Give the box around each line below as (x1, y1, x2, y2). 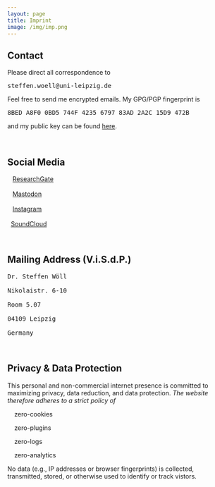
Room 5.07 (7, 300, 41, 309)
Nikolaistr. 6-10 (7, 286, 67, 295)
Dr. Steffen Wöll (7, 272, 67, 281)
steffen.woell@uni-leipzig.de (7, 82, 112, 90)
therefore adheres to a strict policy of (7, 396, 116, 405)
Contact (7, 49, 44, 61)
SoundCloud (10, 220, 47, 228)
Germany (7, 328, 34, 337)
